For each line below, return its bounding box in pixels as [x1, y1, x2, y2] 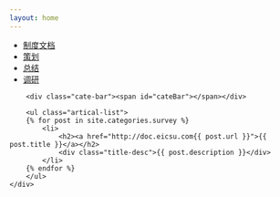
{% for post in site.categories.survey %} [26, 116, 190, 125]
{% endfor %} [26, 163, 76, 173]
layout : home [9, 13, 59, 23]
